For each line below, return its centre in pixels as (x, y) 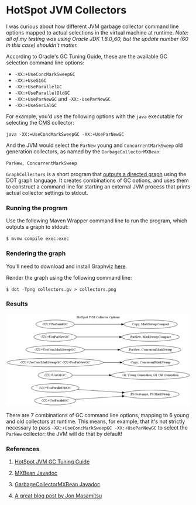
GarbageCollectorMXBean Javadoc (57, 485)
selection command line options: (45, 63)
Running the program (37, 208)
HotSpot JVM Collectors (66, 10)
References (23, 449)
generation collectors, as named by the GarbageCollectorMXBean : (83, 151)
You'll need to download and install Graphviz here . (67, 266)
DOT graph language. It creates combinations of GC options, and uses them (97, 180)
